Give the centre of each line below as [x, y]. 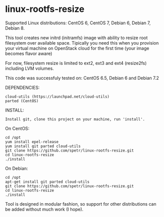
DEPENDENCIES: [22, 87]
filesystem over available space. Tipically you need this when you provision [82, 43]
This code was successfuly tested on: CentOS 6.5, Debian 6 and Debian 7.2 [82, 78]
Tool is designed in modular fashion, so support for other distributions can [81, 204]
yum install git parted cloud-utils [43, 146]
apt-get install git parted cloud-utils [48, 182]
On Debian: [17, 168]
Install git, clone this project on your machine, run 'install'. [75, 119]
